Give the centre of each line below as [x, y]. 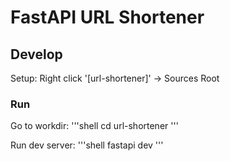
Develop [36, 54]
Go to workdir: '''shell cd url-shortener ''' [94, 126]
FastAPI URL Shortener [107, 17]
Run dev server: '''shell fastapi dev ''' [87, 145]
